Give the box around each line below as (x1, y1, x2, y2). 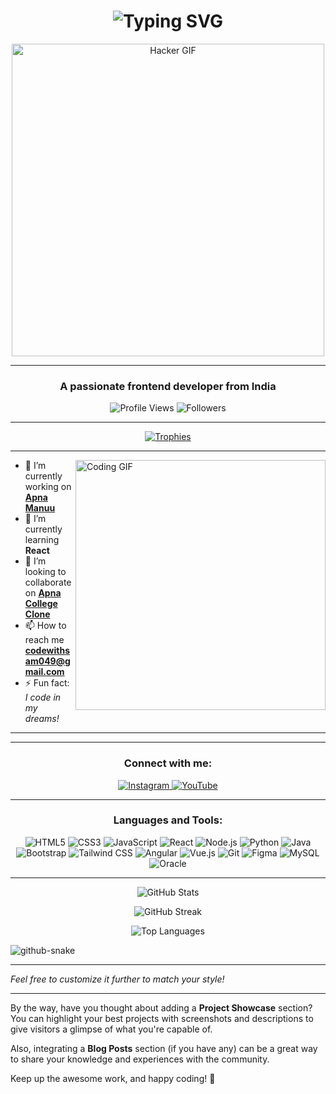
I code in (24, 691, 62, 704)
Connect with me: (123, 756, 213, 770)
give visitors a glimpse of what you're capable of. (10, 1023, 213, 1035)
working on (24, 481, 72, 493)
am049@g (24, 655, 71, 667)
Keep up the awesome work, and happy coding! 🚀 (10, 1072, 216, 1084)
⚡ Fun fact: (24, 677, 70, 689)
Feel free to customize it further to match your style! (10, 973, 225, 985)
